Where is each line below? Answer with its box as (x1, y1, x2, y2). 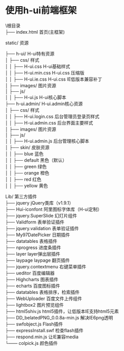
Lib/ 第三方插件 (5, 193, 37, 199)
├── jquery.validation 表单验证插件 (5, 225, 79, 231)
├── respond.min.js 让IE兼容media (5, 334, 79, 340)
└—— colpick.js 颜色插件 (5, 340, 58, 346)
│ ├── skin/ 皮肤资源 (5, 144, 50, 151)
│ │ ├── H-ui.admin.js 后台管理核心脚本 (5, 138, 89, 144)
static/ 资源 (5, 39, 29, 46)
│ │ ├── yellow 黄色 (5, 182, 48, 189)
